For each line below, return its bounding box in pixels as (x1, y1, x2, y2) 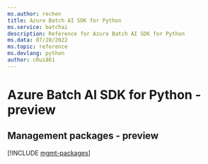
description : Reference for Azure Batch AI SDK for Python (7, 30, 185, 37)
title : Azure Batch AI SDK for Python (7, 17, 122, 24)
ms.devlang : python (7, 50, 65, 57)
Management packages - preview (7, 130, 159, 142)
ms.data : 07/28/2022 (7, 37, 69, 44)
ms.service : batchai (7, 23, 69, 30)
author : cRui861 (7, 57, 55, 64)
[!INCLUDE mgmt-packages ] (7, 148, 91, 157)
